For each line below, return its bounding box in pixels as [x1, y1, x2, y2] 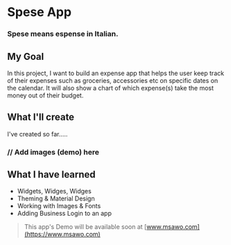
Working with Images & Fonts [17, 202, 101, 210]
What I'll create [7, 111, 75, 123]
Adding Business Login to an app [17, 210, 112, 218]
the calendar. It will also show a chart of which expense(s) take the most [7, 84, 214, 92]
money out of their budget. [7, 91, 84, 100]
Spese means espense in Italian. [7, 29, 119, 39]
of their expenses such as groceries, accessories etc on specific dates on [7, 76, 219, 84]
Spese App [7, 4, 71, 20]
